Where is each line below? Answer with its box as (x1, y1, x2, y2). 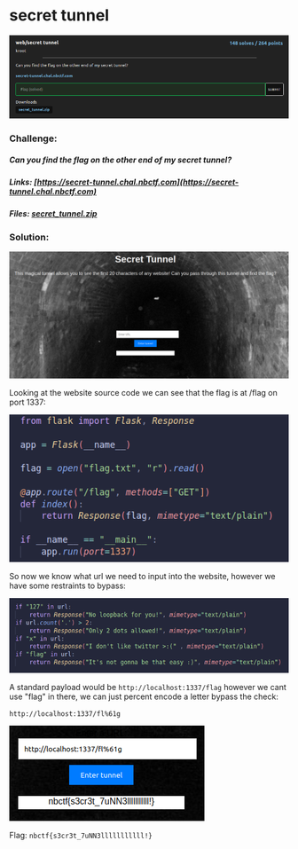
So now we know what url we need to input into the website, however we (9, 571, 276, 582)
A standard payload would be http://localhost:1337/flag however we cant (9, 682, 286, 693)
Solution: (9, 231, 50, 243)
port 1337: (9, 397, 46, 408)
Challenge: (9, 132, 58, 145)
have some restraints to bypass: (9, 580, 126, 591)
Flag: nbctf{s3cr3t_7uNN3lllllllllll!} (9, 830, 153, 841)
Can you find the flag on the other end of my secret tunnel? (9, 154, 232, 165)
